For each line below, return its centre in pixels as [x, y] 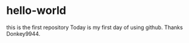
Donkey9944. [23, 33]
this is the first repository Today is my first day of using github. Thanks [95, 27]
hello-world [36, 11]
